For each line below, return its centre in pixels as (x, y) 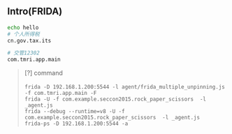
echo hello (23, 27)
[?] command (43, 73)
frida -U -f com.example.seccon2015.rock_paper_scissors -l (115, 99)
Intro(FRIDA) (35, 12)
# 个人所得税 (23, 34)
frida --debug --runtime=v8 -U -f (74, 112)
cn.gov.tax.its (29, 40)
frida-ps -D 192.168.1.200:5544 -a (76, 124)
